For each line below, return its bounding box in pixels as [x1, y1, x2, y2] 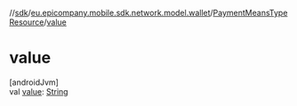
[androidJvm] [9, 77, 60, 87]
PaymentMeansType [213, 8, 288, 18]
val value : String [9, 86, 68, 96]
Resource [9, 17, 44, 27]
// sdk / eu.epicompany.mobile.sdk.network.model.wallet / [9, 8, 213, 18]
